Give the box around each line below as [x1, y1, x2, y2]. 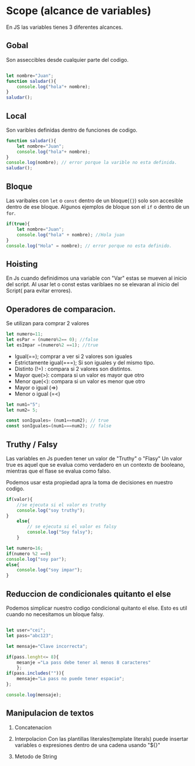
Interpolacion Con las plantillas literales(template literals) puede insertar [14, 735, 189, 742]
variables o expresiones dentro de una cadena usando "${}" [14, 741, 160, 748]
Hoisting [6, 259, 38, 269]
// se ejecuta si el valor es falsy [27, 524, 117, 530]
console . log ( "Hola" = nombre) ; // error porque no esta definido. [6, 243, 172, 249]
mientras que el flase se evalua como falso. [6, 467, 112, 474]
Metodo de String [14, 752, 58, 760]
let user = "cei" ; [6, 627, 46, 633]
